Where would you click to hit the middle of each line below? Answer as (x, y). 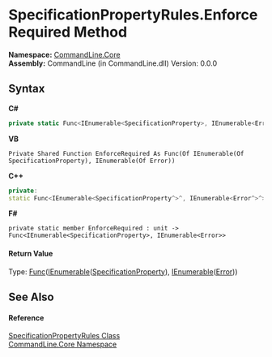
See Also (31, 297)
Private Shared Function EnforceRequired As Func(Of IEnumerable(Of (126, 153)
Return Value (31, 253)
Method (101, 32)
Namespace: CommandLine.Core (64, 54)
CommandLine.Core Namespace (63, 344)
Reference (26, 317)
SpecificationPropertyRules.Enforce (133, 15)
